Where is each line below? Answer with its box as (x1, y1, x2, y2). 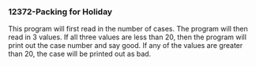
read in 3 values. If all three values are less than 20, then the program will (8, 32, 247, 42)
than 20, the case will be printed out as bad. (8, 49, 152, 59)
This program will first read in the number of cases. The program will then (8, 24, 248, 34)
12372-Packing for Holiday (8, 6, 113, 17)
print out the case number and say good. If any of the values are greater (8, 41, 243, 50)
